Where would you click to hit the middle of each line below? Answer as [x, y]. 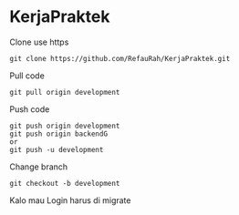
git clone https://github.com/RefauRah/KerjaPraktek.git [120, 58]
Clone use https [39, 42]
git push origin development [65, 126]
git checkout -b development [65, 183]
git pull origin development [65, 92]
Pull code [27, 76]
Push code [30, 109]
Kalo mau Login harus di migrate [70, 200]
